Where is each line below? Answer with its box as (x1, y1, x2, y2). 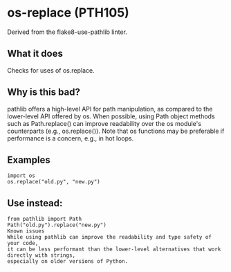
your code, (7, 240, 39, 247)
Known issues (7, 228, 45, 235)
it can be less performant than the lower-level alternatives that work (7, 246, 221, 253)
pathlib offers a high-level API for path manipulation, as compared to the (7, 105, 213, 113)
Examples (7, 154, 50, 165)
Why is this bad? (7, 87, 81, 98)
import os (7, 172, 36, 179)
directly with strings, (7, 252, 76, 259)
